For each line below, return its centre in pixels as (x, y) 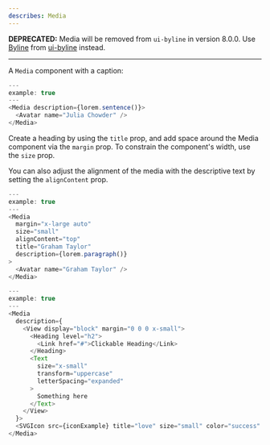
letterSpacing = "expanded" (81, 381)
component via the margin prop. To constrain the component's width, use (129, 147)
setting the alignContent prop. (58, 179)
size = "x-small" (63, 366)
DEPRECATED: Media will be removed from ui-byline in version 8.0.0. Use (132, 39)
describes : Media (37, 16)
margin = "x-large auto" (53, 224)
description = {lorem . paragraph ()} (72, 254)
